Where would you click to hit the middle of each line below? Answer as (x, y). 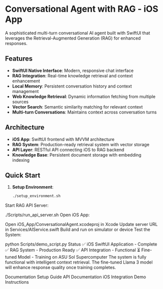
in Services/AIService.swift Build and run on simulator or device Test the (78, 230)
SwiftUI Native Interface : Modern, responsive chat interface (73, 70)
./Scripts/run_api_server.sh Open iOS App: (48, 215)
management (25, 91)
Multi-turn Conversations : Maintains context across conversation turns (84, 112)
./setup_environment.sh (36, 196)
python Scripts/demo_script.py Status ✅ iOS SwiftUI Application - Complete (81, 244)
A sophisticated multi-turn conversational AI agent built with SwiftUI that (78, 33)
